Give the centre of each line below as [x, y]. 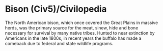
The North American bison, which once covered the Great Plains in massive [81, 23]
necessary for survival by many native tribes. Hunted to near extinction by [80, 33]
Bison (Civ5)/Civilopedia [56, 9]
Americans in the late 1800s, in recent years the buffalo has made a [73, 38]
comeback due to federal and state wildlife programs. [59, 43]
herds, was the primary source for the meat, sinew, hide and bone [72, 27]
